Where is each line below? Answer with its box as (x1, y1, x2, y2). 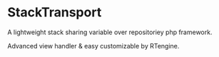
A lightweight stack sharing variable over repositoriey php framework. (7, 28, 213, 36)
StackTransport (7, 4, 102, 21)
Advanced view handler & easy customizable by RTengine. (7, 41, 180, 50)
